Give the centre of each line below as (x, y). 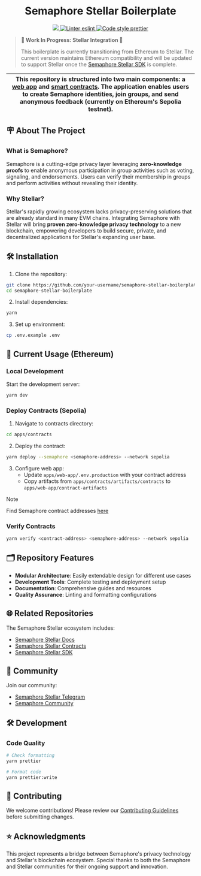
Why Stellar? (25, 198)
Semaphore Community (44, 703)
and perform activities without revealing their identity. (72, 183)
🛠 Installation (32, 257)
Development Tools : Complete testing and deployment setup (90, 582)
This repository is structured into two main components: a (100, 79)
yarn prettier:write (32, 777)
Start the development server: (43, 384)
